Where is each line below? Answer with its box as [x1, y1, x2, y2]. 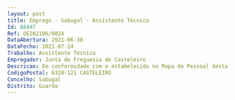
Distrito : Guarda [7, 82, 58, 89]
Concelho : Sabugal [7, 75, 61, 83]
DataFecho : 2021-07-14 [7, 43, 74, 50]
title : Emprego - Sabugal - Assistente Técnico [7, 17, 150, 24]
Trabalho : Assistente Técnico [7, 50, 96, 57]
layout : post [7, 10, 46, 18]
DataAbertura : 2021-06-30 [7, 37, 83, 44]
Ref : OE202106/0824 [7, 30, 65, 37]
